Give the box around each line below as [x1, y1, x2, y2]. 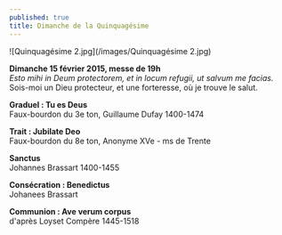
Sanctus [9, 152, 41, 163]
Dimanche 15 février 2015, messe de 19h [9, 63, 161, 74]
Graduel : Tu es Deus [9, 99, 87, 109]
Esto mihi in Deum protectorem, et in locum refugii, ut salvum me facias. [9, 72, 274, 83]
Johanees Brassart [9, 189, 78, 199]
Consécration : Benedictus [9, 179, 110, 190]
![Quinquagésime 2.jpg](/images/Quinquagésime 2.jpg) [9, 45, 212, 56]
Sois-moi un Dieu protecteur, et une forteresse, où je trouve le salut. [9, 82, 258, 93]
